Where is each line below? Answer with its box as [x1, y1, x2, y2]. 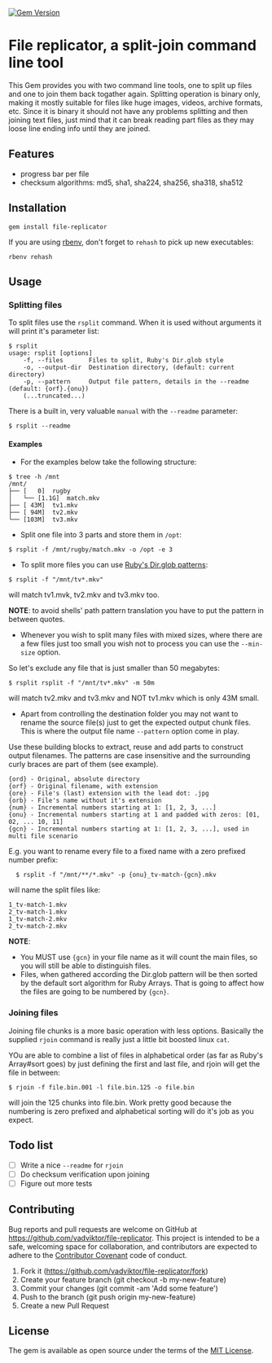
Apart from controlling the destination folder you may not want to [20, 709, 239, 719]
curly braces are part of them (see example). [8, 760, 159, 769]
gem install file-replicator [8, 222, 107, 231]
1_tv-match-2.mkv [8, 915, 68, 923]
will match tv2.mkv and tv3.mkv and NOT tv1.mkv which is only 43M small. [8, 693, 260, 703]
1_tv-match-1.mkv [8, 901, 68, 909]
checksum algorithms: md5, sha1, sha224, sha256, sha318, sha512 [20, 177, 243, 187]
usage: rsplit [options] [8, 349, 93, 357]
